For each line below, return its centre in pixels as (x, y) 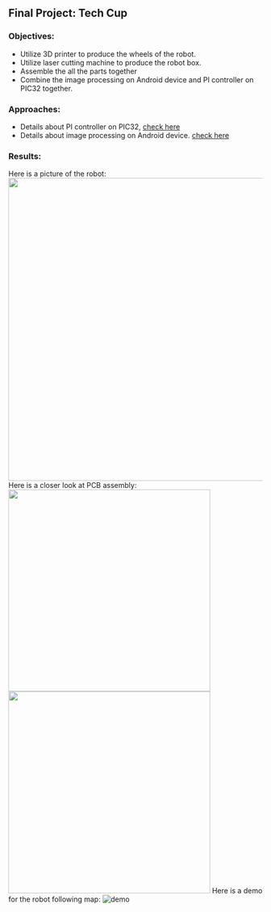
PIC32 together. (46, 88)
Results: (25, 156)
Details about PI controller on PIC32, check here (100, 126)
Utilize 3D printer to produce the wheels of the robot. (108, 54)
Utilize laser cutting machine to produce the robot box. (110, 62)
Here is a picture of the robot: (57, 174)
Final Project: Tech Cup (68, 13)
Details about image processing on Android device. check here (125, 135)
